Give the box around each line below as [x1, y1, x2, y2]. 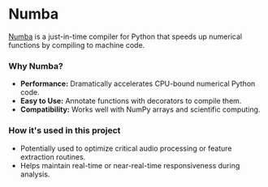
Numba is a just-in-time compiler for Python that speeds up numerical [8, 32, 242, 41]
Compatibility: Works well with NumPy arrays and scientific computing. [19, 104, 261, 114]
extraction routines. [19, 151, 86, 162]
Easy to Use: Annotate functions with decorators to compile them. [19, 96, 242, 106]
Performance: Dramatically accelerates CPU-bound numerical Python [19, 79, 256, 89]
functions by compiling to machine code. [8, 40, 145, 49]
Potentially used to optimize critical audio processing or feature [19, 143, 233, 153]
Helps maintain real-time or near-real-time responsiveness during [19, 160, 240, 170]
